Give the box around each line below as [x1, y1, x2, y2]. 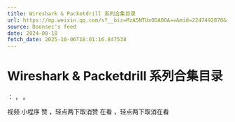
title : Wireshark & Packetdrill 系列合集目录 [7, 10, 136, 17]
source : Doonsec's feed [7, 23, 77, 30]
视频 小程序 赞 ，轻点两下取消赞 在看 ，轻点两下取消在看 [7, 107, 169, 116]
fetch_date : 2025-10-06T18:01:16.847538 [7, 36, 127, 43]
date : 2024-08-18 [7, 29, 58, 37]
